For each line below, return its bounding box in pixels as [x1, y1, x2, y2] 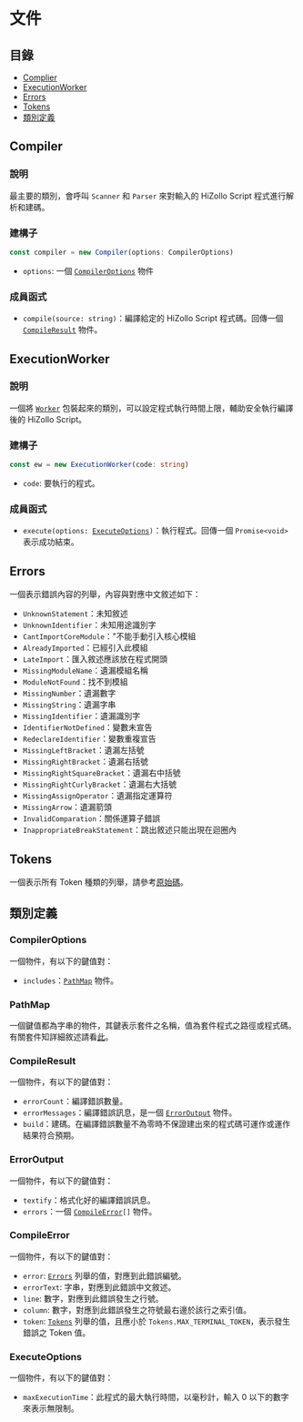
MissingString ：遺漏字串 [22, 699, 116, 710]
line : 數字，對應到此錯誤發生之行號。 [22, 1293, 164, 1304]
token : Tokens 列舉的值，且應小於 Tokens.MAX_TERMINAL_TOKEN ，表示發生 [22, 1315, 291, 1326]
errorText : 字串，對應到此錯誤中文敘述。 [22, 1281, 177, 1293]
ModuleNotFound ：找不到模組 [22, 676, 129, 687]
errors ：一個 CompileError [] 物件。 [22, 1205, 157, 1216]
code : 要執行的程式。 [22, 478, 100, 489]
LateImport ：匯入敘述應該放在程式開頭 [22, 654, 168, 665]
